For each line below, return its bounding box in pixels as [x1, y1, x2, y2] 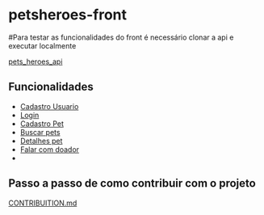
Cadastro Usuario [19, 101, 79, 111]
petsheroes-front [8, 6, 128, 24]
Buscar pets [19, 127, 61, 137]
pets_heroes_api [8, 57, 63, 66]
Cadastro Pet [19, 119, 65, 129]
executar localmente [8, 40, 77, 50]
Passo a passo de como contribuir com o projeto [8, 176, 256, 191]
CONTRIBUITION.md [8, 198, 78, 208]
